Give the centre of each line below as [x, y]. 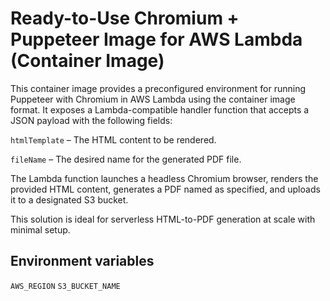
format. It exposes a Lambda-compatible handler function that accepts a [160, 109]
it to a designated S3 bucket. [69, 199]
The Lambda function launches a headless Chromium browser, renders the [164, 178]
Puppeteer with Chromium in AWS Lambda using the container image [153, 99]
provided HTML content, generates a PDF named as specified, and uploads [165, 189]
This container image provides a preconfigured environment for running [158, 88]
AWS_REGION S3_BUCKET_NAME [65, 286]
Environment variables [82, 261]
